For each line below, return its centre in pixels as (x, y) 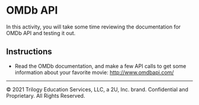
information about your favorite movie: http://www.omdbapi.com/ (94, 72)
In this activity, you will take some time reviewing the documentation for (94, 27)
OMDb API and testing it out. (41, 33)
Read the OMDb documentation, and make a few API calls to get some (100, 66)
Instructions (29, 52)
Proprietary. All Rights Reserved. (46, 96)
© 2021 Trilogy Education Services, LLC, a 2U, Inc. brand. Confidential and (97, 89)
